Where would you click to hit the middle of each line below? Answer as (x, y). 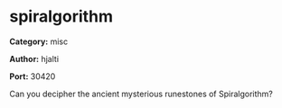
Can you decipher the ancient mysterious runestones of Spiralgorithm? (141, 94)
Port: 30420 (33, 76)
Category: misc (39, 41)
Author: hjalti (34, 58)
